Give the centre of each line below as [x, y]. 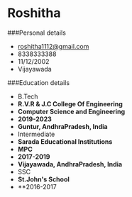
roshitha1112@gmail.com [53, 46]
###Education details [38, 82]
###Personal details [37, 33]
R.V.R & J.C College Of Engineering [70, 103]
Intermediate [36, 134]
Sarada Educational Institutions [65, 141]
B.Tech [28, 96]
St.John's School [43, 179]
